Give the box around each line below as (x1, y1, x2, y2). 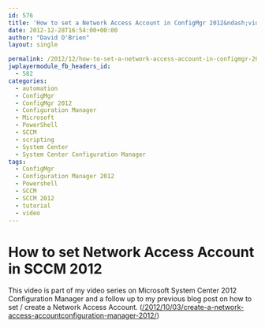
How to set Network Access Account (8, 243, 255, 261)
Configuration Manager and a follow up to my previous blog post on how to (8, 294, 252, 304)
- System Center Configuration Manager (15, 151, 147, 158)
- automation (15, 84, 58, 92)
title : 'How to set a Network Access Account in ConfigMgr (8, 19, 207, 27)
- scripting (15, 136, 55, 143)
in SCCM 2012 (8, 259, 103, 278)
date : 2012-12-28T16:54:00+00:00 (8, 26, 118, 34)
